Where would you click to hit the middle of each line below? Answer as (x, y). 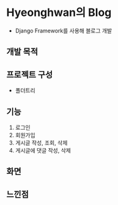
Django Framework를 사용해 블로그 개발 (64, 31)
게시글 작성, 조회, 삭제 (41, 143)
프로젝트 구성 (30, 74)
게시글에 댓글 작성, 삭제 (43, 150)
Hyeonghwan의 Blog (59, 13)
